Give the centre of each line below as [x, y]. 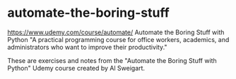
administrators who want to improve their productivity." [87, 47]
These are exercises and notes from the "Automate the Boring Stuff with [112, 60]
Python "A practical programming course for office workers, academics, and [118, 39]
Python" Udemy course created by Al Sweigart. [76, 68]
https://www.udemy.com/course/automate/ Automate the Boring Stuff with [116, 32]
